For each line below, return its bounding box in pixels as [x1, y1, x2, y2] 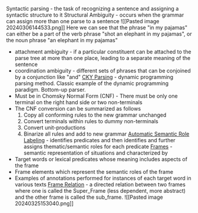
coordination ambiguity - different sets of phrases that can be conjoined [14, 67, 191, 74]
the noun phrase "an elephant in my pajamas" [6, 37, 118, 43]
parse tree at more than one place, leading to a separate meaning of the [14, 55, 191, 61]
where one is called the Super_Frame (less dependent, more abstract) [14, 187, 186, 194]
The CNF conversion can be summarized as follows [14, 105, 141, 112]
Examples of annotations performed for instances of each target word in [14, 175, 191, 181]
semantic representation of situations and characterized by [23, 149, 168, 156]
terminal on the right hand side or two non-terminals [14, 99, 143, 106]
